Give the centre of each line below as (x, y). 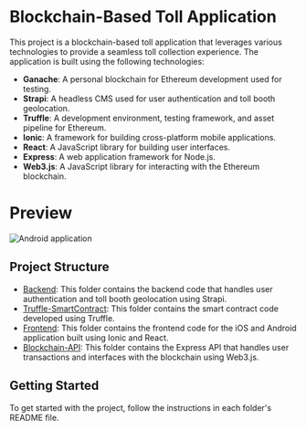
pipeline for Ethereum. (64, 127)
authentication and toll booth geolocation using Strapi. (125, 299)
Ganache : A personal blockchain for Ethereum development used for (152, 79)
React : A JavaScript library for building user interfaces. (127, 147)
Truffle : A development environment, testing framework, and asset (148, 118)
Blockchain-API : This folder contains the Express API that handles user (156, 347)
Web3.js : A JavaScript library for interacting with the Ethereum (141, 166)
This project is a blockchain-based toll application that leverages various (146, 42)
